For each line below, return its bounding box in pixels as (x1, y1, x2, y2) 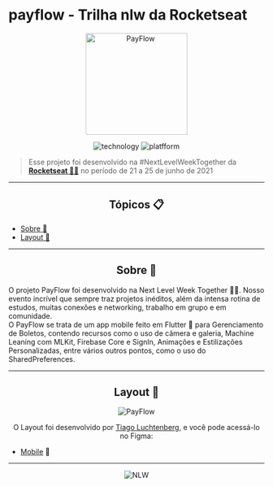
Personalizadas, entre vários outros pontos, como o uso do (8, 346, 206, 355)
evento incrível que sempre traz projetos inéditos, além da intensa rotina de (8, 294, 261, 303)
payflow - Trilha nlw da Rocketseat (8, 6, 248, 24)
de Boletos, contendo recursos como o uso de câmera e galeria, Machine (8, 328, 254, 338)
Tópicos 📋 (108, 198, 165, 212)
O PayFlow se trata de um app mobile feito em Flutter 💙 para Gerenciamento (8, 320, 264, 329)
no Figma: (119, 431, 154, 441)
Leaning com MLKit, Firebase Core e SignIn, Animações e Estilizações (8, 337, 243, 346)
